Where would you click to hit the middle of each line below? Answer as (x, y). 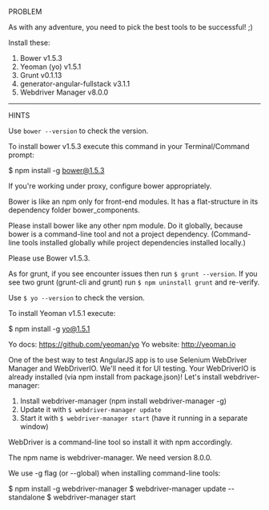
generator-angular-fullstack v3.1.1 (75, 84)
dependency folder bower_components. (74, 210)
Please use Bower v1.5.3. (49, 258)
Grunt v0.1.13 (41, 75)
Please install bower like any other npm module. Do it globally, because (126, 225)
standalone (27, 497)
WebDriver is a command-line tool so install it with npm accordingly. (120, 442)
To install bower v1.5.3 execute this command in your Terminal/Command (129, 146)
